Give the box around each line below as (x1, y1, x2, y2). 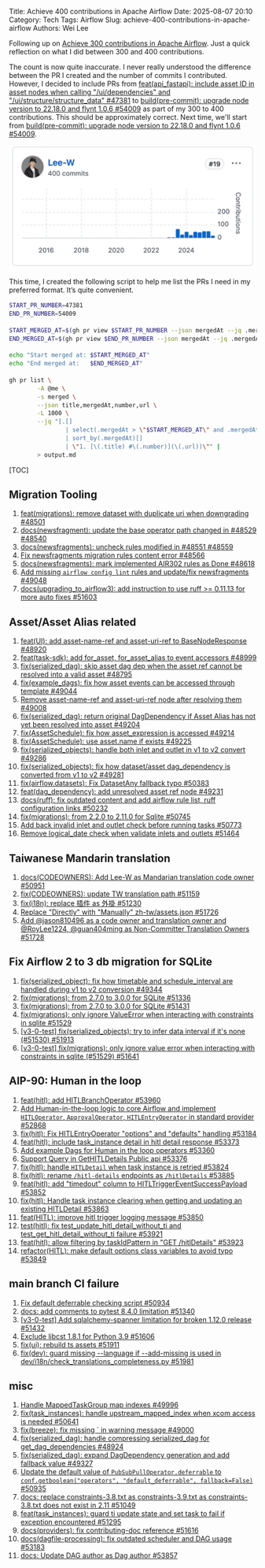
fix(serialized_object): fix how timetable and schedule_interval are (20, 976, 234, 985)
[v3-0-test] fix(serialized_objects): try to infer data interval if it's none (20, 1026, 246, 1036)
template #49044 (20, 687, 78, 696)
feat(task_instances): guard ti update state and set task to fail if (20, 1509, 225, 1518)
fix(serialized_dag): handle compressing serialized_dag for (20, 1433, 210, 1444)
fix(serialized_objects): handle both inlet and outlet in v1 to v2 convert (20, 745, 246, 754)
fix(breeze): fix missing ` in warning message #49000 (20, 1425, 195, 1435)
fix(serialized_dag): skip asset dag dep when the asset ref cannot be (20, 662, 243, 671)
